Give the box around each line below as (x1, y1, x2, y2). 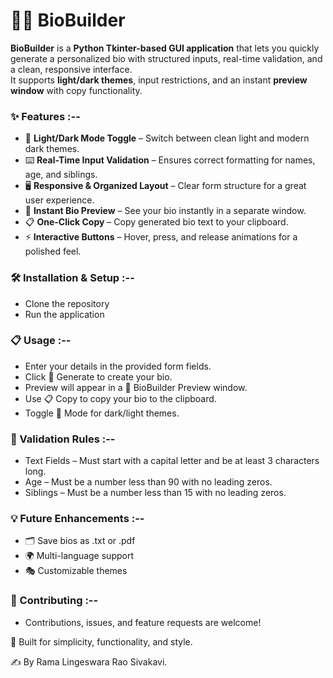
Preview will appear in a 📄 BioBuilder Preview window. (24, 381, 248, 393)
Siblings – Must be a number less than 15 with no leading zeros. (24, 487, 287, 499)
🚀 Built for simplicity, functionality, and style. (10, 635, 193, 648)
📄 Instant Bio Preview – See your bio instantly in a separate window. (24, 205, 307, 217)
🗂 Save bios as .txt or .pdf (24, 535, 136, 547)
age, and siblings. (24, 169, 98, 181)
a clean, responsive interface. (10, 63, 133, 75)
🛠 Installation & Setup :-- (10, 271, 135, 285)
